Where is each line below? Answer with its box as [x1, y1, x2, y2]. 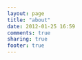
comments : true [7, 29, 51, 37]
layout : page [7, 10, 45, 17]
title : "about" [7, 17, 51, 23]
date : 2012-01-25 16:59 [7, 23, 76, 30]
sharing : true [7, 36, 48, 43]
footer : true [7, 42, 45, 49]
